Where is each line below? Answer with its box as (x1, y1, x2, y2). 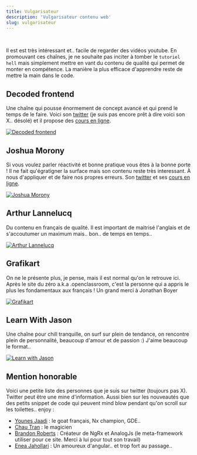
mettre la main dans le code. (6, 72, 75, 79)
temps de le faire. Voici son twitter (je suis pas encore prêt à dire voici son (6, 111, 185, 118)
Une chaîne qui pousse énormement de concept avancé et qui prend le (6, 105, 178, 112)
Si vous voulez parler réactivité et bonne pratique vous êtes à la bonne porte (6, 161, 191, 168)
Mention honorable (6, 372, 77, 382)
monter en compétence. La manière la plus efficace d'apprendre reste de (6, 66, 183, 73)
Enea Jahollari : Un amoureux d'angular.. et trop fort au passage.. (14, 442, 172, 450)
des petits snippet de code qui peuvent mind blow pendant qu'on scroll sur (6, 400, 187, 407)
